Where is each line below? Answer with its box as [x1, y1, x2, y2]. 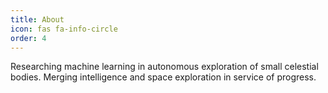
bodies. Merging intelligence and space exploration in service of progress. [10, 71, 317, 83]
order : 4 [10, 33, 47, 43]
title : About [10, 14, 65, 25]
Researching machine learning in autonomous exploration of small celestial [10, 61, 319, 73]
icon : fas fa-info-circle [10, 24, 118, 34]
